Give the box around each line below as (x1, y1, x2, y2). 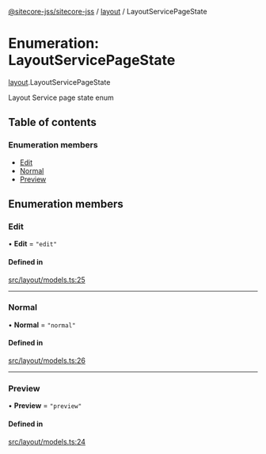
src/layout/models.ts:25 (8, 275, 85, 284)
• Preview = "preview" (8, 401, 82, 410)
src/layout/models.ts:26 (8, 356, 85, 365)
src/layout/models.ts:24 (8, 437, 85, 446)
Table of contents (8, 116, 97, 129)
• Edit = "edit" (8, 239, 58, 249)
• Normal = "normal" (8, 320, 76, 330)
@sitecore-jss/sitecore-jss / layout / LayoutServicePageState (8, 7, 207, 16)
